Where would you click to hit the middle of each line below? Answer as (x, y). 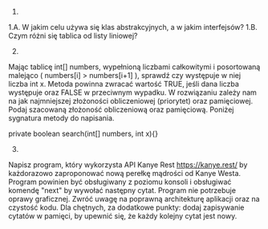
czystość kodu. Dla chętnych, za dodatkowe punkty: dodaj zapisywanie (126, 207)
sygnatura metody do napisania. (61, 118)
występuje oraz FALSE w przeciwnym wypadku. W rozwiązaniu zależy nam (132, 92)
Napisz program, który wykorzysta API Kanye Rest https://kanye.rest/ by (128, 165)
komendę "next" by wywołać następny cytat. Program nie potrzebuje (122, 190)
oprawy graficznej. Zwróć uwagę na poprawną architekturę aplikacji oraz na (134, 199)
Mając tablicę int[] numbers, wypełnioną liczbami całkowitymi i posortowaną (134, 67)
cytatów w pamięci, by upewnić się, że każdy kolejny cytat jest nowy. (123, 216)
